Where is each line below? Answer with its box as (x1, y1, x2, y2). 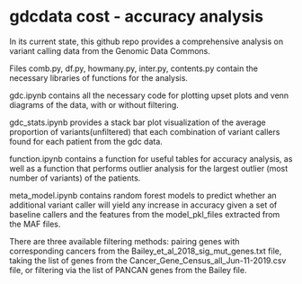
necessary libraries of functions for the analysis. (9, 72, 189, 83)
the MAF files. (9, 218, 61, 229)
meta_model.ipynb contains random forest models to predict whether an (9, 190, 277, 200)
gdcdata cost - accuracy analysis (9, 6, 263, 27)
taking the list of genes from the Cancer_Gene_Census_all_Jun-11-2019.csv (9, 254, 287, 266)
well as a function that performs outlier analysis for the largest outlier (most (9, 163, 289, 173)
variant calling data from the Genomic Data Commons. (9, 45, 211, 56)
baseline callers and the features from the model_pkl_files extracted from (9, 209, 280, 219)
